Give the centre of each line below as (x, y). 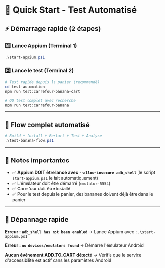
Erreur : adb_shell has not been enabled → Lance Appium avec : (71, 231)
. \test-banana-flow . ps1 (29, 141)
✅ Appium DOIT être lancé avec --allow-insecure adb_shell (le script (84, 172)
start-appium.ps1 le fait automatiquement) (55, 178)
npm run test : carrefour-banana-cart (42, 91)
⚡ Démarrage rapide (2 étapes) (53, 29)
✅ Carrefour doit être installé (41, 188)
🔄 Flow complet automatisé (47, 125)
